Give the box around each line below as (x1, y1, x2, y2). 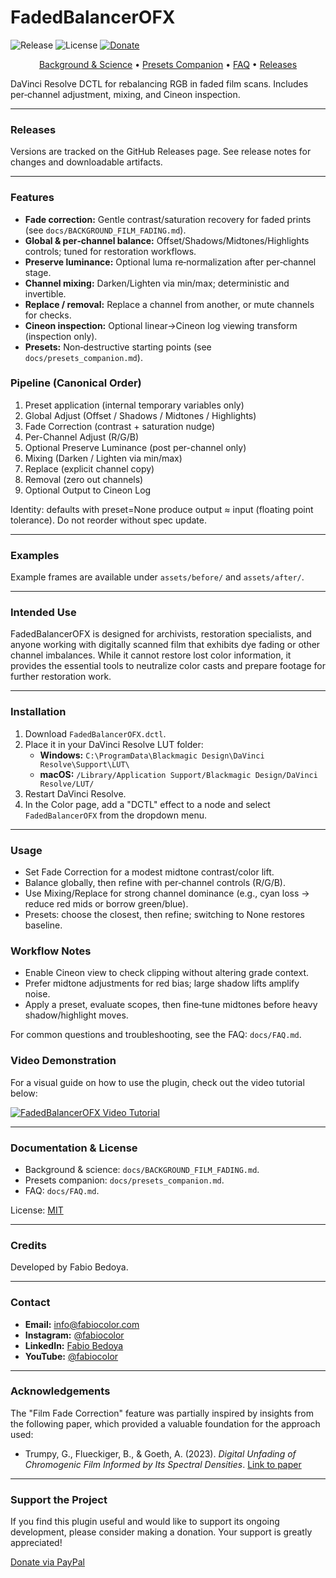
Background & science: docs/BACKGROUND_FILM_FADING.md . (24, 1163, 260, 1175)
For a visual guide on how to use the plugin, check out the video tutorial (10, 1076, 305, 1088)
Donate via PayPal (10, 1556, 85, 1568)
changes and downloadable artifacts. (10, 156, 163, 168)
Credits (10, 1238, 47, 1252)
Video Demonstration (10, 1054, 117, 1068)
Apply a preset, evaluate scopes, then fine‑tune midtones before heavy (24, 999, 318, 1011)
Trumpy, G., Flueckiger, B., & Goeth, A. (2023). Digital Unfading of (24, 1447, 297, 1460)
